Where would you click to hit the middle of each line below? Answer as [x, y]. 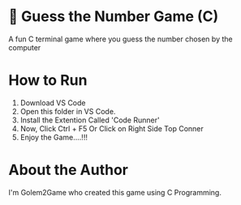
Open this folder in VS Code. [68, 111]
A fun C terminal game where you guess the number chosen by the [120, 39]
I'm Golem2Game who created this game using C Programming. [115, 192]
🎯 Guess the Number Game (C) [114, 17]
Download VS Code [53, 102]
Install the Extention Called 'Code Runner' [90, 120]
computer [25, 47]
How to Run [48, 81]
